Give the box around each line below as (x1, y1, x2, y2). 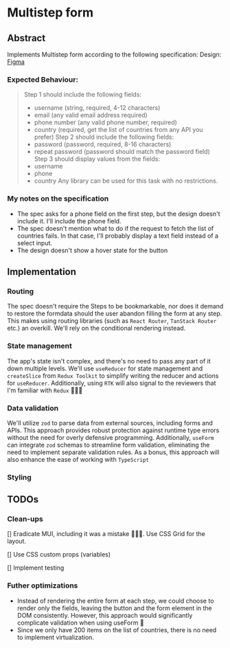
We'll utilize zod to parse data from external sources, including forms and (7, 418, 213, 427)
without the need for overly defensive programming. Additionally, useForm (7, 433, 214, 441)
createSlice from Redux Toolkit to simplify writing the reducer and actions (7, 371, 219, 379)
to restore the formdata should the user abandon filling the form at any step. (7, 309, 222, 317)
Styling (7, 472, 32, 482)
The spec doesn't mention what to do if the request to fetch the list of (16, 224, 214, 232)
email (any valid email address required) (34, 111, 148, 120)
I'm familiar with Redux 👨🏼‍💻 (7, 386, 83, 394)
